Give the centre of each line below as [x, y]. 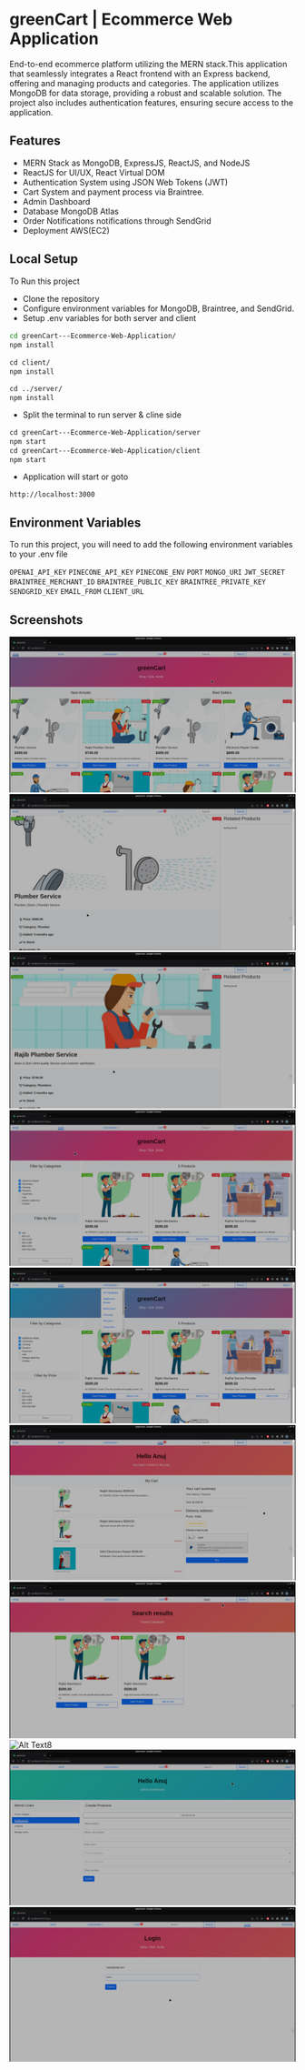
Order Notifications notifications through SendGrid [117, 221]
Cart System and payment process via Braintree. [113, 192]
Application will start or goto [75, 477]
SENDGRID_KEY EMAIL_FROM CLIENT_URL [77, 592]
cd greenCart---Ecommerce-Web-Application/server [105, 433]
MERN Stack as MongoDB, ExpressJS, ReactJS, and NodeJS [136, 163]
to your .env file [39, 554]
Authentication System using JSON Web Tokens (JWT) [125, 182]
